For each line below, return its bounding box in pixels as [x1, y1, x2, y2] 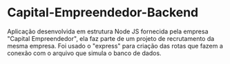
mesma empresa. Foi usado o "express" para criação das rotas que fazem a [7, 42, 223, 50]
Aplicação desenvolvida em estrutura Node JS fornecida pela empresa [7, 27, 209, 35]
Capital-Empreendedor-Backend [7, 5, 199, 20]
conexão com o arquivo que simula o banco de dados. [7, 49, 162, 57]
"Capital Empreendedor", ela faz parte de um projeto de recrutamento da [7, 34, 215, 42]
